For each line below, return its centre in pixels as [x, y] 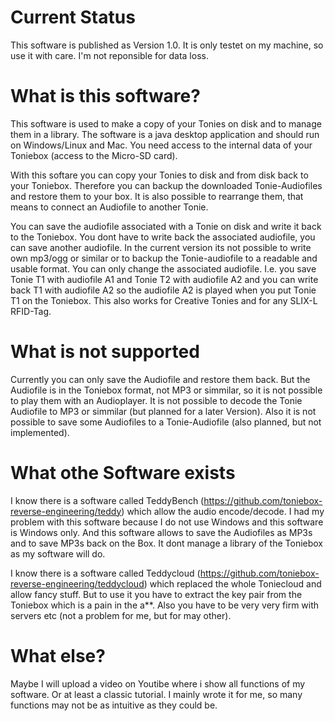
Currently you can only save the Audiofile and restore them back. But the [160, 379]
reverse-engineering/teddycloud [77, 583]
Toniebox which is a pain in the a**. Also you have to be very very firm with [165, 605]
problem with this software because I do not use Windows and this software [167, 522]
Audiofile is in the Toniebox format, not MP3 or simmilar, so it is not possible [166, 390]
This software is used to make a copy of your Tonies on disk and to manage [166, 123]
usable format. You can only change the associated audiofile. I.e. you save [163, 268]
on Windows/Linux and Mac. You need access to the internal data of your [161, 145]
